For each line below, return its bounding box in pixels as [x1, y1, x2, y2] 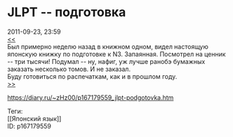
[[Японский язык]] [7, 114, 62, 123]
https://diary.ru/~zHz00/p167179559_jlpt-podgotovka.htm [7, 93, 174, 102]
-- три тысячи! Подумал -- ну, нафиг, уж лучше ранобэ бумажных [7, 57, 206, 65]
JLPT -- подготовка [7, 4, 126, 20]
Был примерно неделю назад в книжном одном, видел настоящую [7, 42, 209, 51]
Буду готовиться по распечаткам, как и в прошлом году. [7, 72, 178, 81]
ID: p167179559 [7, 122, 51, 130]
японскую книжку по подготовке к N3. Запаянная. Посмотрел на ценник [7, 50, 226, 58]
